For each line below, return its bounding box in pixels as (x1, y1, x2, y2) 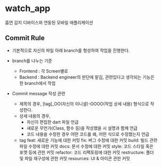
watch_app (5, 3, 50, 14)
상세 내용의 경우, (19, 113, 51, 119)
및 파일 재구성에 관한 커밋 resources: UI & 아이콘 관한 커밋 (19, 155, 130, 161)
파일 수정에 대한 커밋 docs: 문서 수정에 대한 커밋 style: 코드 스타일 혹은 (19, 143, 154, 149)
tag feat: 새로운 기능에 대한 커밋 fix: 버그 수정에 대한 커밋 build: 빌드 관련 (19, 137, 158, 143)
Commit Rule (5, 34, 45, 42)
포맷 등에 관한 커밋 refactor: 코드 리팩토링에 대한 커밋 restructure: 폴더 (19, 149, 154, 155)
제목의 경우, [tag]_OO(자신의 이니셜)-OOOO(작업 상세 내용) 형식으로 (19, 100, 149, 107)
